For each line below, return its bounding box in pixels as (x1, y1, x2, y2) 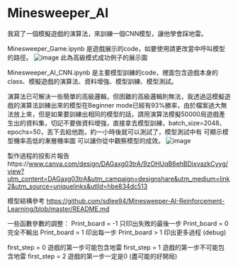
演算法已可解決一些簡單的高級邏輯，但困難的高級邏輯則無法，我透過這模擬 (7, 92, 225, 101)
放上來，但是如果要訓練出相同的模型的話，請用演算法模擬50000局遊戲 (13, 110, 220, 118)
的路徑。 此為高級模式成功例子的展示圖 (7, 53, 148, 62)
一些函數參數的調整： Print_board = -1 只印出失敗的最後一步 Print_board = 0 (7, 219, 229, 227)
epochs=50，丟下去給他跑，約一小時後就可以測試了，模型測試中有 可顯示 (7, 127, 223, 136)
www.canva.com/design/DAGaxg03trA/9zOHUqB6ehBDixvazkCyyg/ (28, 159, 229, 168)
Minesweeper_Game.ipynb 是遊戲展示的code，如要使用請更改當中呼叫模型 (7, 44, 225, 52)
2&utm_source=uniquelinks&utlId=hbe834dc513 (7, 182, 148, 191)
